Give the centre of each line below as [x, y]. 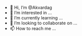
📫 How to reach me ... [33, 28]
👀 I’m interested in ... [31, 13]
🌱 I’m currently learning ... [36, 18]
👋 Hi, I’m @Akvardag [31, 8]
